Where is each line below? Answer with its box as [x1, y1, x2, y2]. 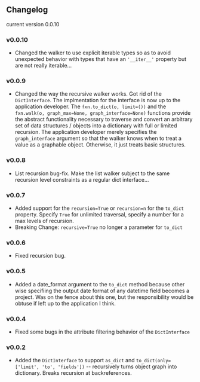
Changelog [6, 5, 48, 15]
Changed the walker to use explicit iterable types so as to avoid [14, 49, 171, 56]
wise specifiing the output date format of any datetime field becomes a [14, 287, 190, 294]
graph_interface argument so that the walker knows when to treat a [14, 135, 182, 142]
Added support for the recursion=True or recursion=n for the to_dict [14, 204, 184, 212]
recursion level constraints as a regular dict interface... [14, 176, 149, 183]
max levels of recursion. [14, 218, 74, 224]
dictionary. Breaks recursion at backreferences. [14, 369, 133, 377]
